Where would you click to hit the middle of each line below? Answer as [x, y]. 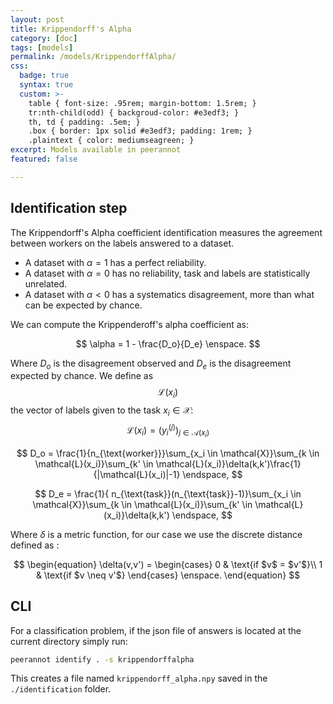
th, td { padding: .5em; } [84, 122]
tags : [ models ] [42, 47]
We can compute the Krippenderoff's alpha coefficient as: [129, 324]
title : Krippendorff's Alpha [71, 29]
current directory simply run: [69, 641]
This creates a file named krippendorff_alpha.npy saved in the [139, 678]
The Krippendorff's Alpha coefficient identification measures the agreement [166, 232]
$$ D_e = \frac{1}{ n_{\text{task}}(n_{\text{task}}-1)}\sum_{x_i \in [168, 493]
